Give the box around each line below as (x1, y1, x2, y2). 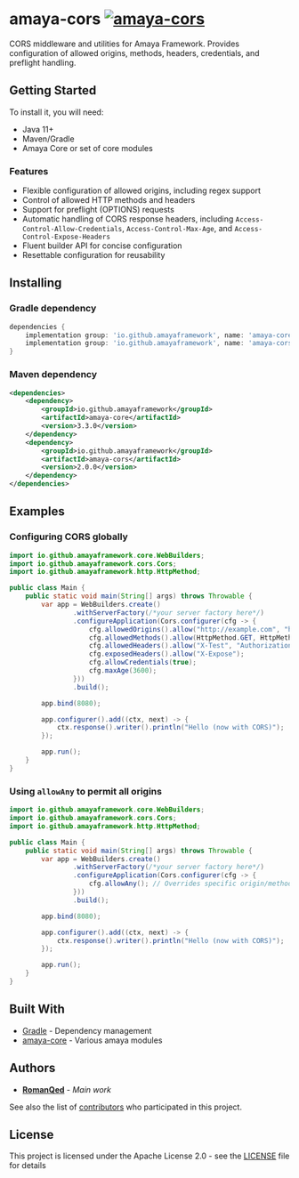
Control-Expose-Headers (21, 232, 111, 242)
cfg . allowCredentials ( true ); (88, 658, 198, 667)
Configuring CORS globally (9, 530, 129, 543)
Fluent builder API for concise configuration (21, 240, 182, 251)
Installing (9, 276, 62, 291)
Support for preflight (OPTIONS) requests (21, 205, 175, 215)
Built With (9, 1002, 65, 1017)
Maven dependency (9, 368, 98, 381)
